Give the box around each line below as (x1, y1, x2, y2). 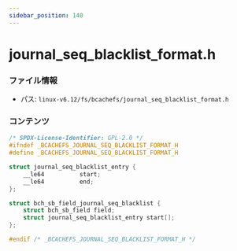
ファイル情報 (9, 75, 58, 86)
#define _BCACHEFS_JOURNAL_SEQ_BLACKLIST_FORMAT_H (9, 149, 179, 157)
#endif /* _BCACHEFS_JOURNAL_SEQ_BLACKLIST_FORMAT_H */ (9, 235, 196, 244)
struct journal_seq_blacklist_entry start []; (23, 214, 176, 222)
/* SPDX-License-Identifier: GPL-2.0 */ (9, 135, 144, 142)
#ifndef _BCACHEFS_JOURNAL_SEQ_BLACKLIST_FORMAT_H (9, 142, 179, 149)
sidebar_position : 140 (9, 11, 83, 20)
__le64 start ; (23, 170, 102, 178)
